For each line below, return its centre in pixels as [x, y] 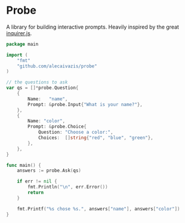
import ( [17, 55]
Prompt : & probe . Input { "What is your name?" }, [85, 104]
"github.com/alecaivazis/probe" [57, 66]
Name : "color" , [47, 121]
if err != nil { [37, 182]
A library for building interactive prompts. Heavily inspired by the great [92, 27]
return [36, 193]
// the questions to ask [37, 82]
